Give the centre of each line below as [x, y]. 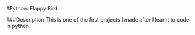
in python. [18, 26]
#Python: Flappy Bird [32, 8]
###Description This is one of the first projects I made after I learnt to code [98, 20]
